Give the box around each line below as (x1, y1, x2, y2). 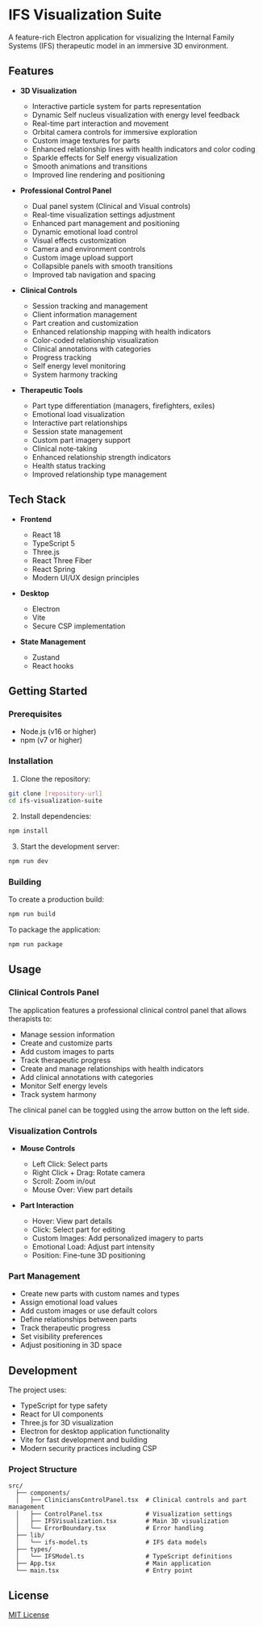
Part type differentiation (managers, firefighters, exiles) (31, 401, 215, 411)
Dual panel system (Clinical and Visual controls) (31, 201, 191, 211)
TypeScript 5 (31, 538, 75, 548)
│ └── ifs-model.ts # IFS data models (15, 1538, 207, 1546)
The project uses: (8, 1385, 67, 1395)
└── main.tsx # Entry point (15, 1567, 194, 1575)
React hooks (31, 661, 74, 670)
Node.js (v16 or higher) (19, 727, 97, 736)
